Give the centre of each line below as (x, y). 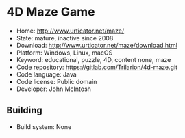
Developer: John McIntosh (54, 89)
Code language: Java (46, 74)
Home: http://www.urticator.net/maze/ (70, 31)
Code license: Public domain (57, 81)
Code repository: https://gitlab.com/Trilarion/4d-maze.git (97, 67)
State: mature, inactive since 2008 (65, 38)
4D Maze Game (51, 12)
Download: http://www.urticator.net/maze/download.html (97, 45)
